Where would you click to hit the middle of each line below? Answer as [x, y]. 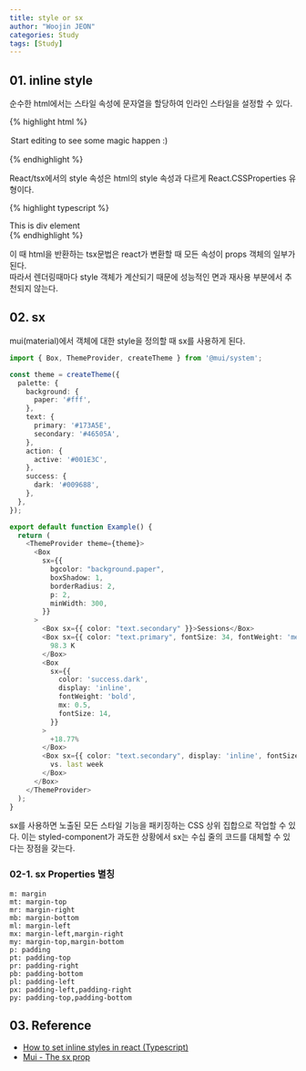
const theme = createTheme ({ [65, 374]
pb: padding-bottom [46, 973]
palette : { [38, 383]
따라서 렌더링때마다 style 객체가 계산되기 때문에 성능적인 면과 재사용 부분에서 [146, 277]
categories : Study [44, 35]
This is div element [45, 226]
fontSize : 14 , [85, 713]
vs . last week [76, 765]
